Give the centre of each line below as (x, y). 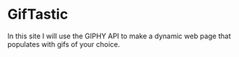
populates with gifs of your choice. (64, 44)
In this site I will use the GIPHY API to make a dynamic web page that (119, 36)
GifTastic (38, 14)
